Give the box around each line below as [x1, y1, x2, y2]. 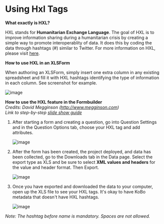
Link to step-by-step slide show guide [5, 110, 82, 115]
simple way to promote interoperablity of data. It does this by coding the [5, 39, 152, 45]
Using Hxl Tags [5, 3, 68, 15]
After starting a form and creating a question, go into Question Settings [12, 119, 157, 125]
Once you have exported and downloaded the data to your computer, [12, 184, 153, 189]
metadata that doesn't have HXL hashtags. [12, 194, 100, 200]
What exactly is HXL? [5, 20, 50, 26]
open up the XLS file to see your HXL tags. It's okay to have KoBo [12, 188, 146, 194]
